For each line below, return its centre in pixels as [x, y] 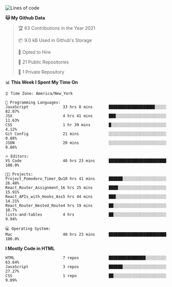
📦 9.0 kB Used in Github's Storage [55, 40]
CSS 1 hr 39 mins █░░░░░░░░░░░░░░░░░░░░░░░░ [86, 125]
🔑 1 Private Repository [41, 72]
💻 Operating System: [28, 229]
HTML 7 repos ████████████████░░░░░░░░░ [86, 258]
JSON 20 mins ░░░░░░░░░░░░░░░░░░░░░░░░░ [86, 143]
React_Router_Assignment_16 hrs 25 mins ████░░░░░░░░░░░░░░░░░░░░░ [86, 188]
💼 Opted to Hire [34, 52]
